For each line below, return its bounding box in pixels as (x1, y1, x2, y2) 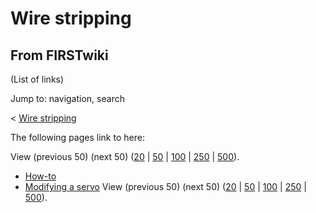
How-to (24, 170, 57, 182)
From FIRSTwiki (10, 47, 109, 64)
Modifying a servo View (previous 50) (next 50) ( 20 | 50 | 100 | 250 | (24, 181, 307, 192)
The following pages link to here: (10, 132, 145, 143)
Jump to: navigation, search (10, 93, 125, 104)
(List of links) (10, 73, 65, 85)
